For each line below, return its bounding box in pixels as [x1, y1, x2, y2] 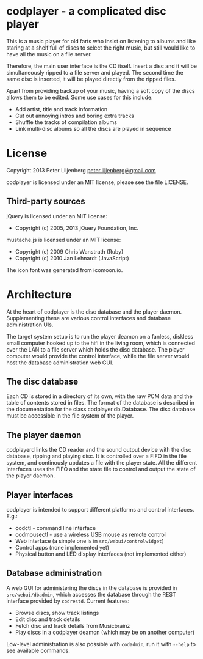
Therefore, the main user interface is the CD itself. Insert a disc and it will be [6, 62, 198, 70]
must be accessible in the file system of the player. [6, 412, 134, 419]
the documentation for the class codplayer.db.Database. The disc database [6, 405, 196, 413]
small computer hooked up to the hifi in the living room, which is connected [6, 339, 196, 347]
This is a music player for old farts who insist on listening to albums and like [6, 37, 196, 45]
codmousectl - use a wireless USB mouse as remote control [15, 531, 166, 539]
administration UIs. [6, 321, 54, 328]
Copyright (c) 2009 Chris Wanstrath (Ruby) [15, 248, 124, 255]
